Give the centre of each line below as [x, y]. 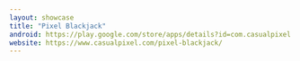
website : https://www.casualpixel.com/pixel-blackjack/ [116, 43]
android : [26, 34]
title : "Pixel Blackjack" [57, 26]
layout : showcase [42, 17]
